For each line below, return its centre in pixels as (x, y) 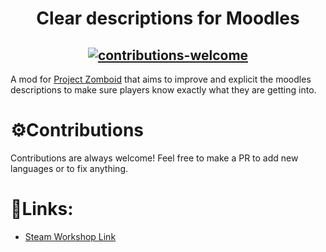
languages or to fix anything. (69, 168)
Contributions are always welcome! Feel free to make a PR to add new (154, 158)
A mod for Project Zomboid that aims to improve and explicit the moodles (161, 79)
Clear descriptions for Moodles (168, 18)
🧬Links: (42, 209)
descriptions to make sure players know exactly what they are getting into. (163, 90)
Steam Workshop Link (70, 236)
